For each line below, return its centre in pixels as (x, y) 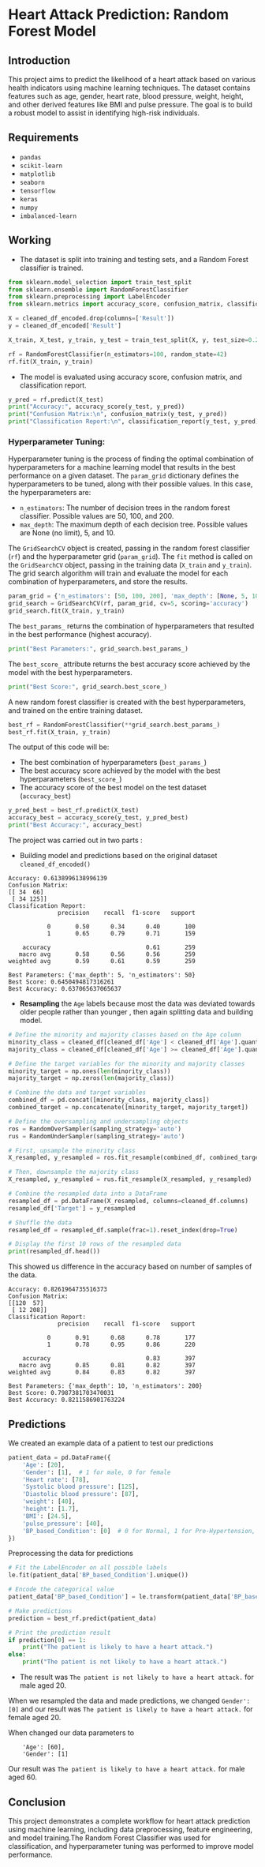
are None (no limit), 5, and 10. (67, 533)
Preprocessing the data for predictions (71, 1554)
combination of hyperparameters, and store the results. (98, 582)
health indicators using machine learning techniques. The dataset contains (129, 88)
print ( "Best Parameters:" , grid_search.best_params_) (99, 649)
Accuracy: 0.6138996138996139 (58, 879)
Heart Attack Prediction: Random (119, 15)
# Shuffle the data (40, 1222)
